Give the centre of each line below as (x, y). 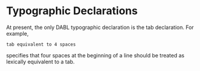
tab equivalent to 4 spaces (41, 44)
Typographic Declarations (72, 11)
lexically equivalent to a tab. (41, 62)
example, (17, 33)
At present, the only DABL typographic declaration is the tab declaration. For (100, 27)
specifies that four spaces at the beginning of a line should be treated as (96, 55)
